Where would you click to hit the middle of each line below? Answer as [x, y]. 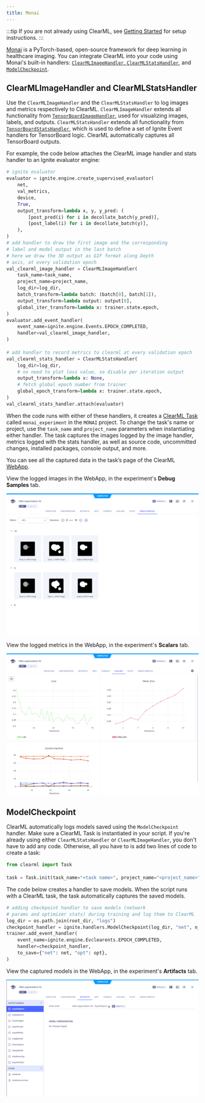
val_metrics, [34, 192]
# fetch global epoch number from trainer [72, 385]
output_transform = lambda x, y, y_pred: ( [70, 211]
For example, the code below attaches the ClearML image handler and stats [102, 153]
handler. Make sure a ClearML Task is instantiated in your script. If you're [98, 834]
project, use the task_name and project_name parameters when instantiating [101, 428]
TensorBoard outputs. [34, 142]
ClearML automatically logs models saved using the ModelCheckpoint [92, 827]
